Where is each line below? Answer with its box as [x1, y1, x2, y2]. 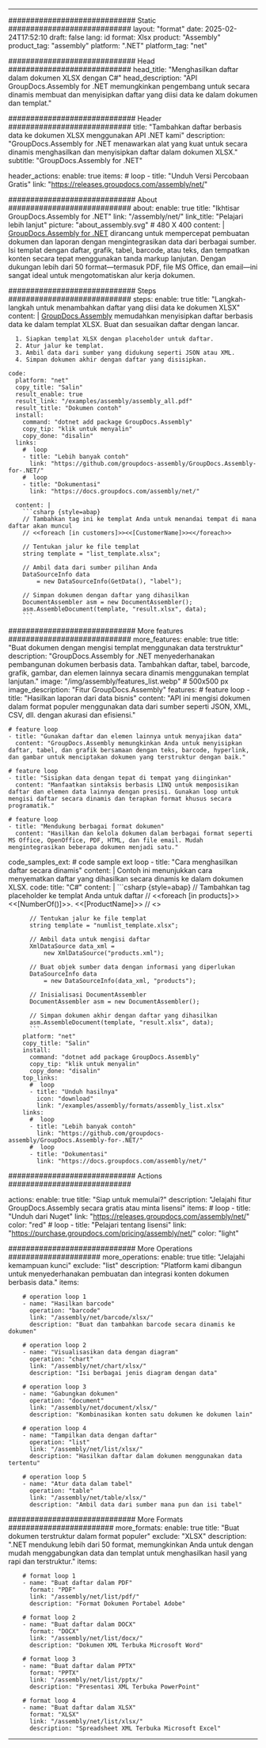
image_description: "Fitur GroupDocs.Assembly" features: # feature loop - [8, 685, 251, 694]
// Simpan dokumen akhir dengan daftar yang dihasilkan [28, 1011, 218, 1019]
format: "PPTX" [28, 1669, 80, 1677]
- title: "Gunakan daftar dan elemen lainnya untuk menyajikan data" [8, 733, 243, 741]
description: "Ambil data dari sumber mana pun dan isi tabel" [28, 1501, 243, 1509]
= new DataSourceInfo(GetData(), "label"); [36, 577, 182, 585]
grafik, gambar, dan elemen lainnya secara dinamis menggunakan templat [8, 668, 249, 677]
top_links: [22, 1074, 59, 1082]
